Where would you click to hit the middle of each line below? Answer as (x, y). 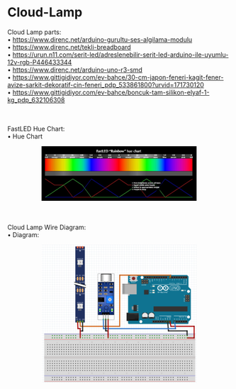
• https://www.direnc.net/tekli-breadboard (69, 47)
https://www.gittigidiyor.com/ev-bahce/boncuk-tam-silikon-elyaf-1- (111, 92)
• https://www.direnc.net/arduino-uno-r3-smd (75, 70)
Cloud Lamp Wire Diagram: (47, 227)
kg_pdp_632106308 (36, 99)
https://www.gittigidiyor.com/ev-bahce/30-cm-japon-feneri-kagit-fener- (118, 77)
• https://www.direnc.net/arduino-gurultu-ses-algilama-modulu (100, 39)
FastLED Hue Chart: (36, 128)
